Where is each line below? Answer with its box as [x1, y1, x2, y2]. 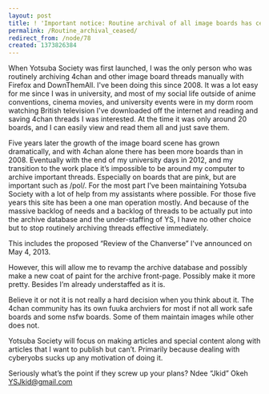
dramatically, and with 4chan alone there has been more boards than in [8, 147, 243, 157]
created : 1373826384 [8, 42, 78, 50]
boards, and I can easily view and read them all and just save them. [8, 123, 230, 133]
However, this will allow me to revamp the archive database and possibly [8, 263, 248, 273]
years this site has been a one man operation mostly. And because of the [8, 197, 250, 208]
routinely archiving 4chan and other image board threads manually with [8, 72, 244, 82]
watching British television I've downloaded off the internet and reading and [8, 105, 259, 116]
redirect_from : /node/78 [8, 34, 91, 42]
